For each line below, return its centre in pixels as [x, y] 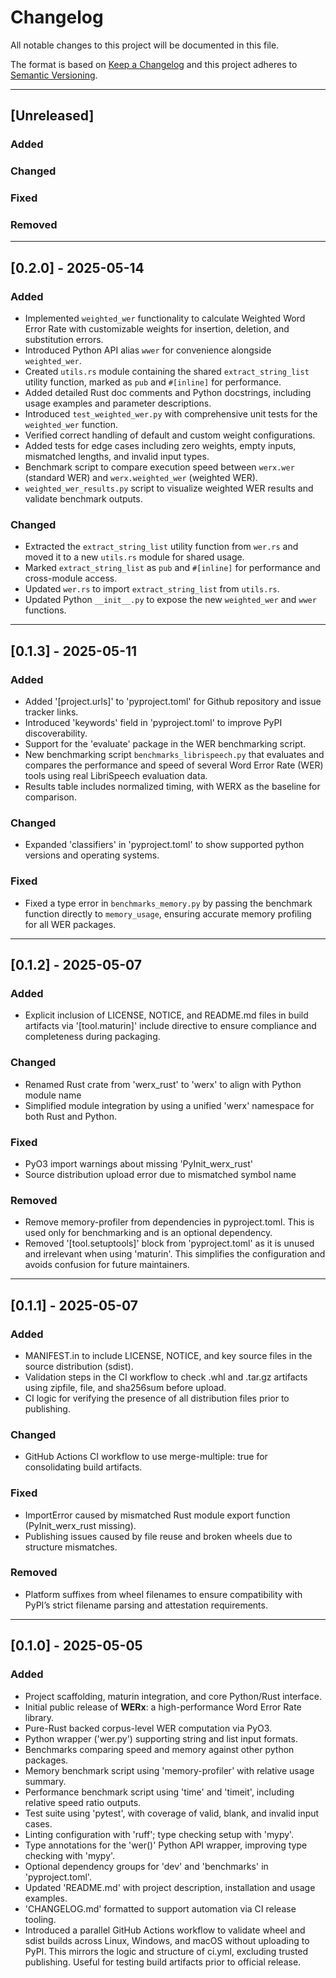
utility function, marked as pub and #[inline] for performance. [153, 382]
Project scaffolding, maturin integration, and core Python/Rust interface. [173, 1696]
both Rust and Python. [70, 1116]
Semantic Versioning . [54, 75]
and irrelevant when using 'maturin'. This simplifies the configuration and [175, 1254]
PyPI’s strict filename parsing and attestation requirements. [146, 1605]
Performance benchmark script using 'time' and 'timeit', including [159, 1792]
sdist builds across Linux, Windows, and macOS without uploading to [167, 1940]
